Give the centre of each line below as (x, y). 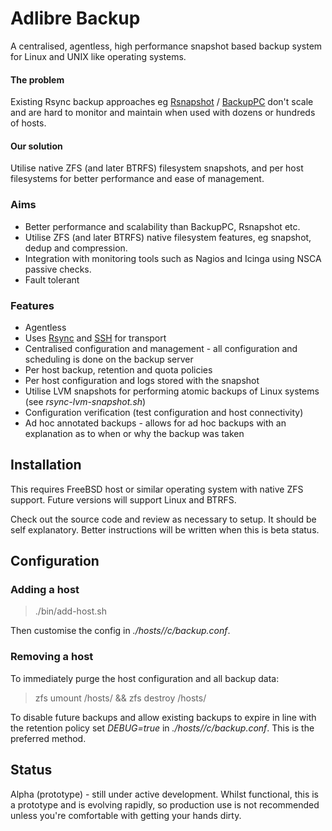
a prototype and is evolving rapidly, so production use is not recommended (165, 804)
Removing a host (52, 657)
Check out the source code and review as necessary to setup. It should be (163, 519)
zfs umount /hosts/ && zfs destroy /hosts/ (120, 698)
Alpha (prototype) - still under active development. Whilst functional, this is (164, 794)
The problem (37, 79)
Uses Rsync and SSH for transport (95, 338)
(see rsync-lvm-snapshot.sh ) (85, 401)
